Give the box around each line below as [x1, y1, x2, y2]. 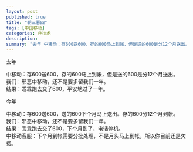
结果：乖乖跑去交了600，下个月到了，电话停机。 [6, 124, 124, 132]
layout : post [6, 8, 38, 15]
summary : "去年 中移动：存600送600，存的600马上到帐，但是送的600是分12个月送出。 [6, 42, 190, 48]
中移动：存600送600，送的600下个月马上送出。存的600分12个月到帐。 [6, 110, 179, 117]
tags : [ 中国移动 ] [6, 25, 45, 31]
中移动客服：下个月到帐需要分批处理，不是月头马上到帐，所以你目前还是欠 [6, 132, 186, 139]
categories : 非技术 [6, 31, 51, 36]
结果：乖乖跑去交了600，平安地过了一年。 [6, 85, 109, 92]
